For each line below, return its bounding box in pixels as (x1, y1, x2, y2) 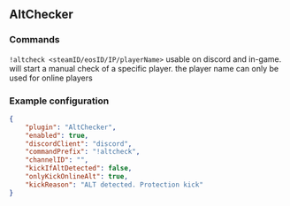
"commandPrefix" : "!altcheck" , (25, 148, 141, 156)
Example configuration (9, 95, 110, 107)
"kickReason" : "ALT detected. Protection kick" (25, 180, 203, 189)
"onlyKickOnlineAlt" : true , (25, 172, 128, 181)
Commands (9, 34, 60, 46)
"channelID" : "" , (25, 156, 89, 164)
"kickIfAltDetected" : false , (25, 164, 133, 173)
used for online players (9, 72, 93, 83)
